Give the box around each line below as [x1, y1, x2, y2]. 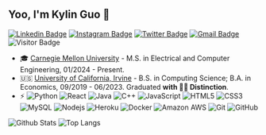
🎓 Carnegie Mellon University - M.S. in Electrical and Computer [19, 53, 230, 63]
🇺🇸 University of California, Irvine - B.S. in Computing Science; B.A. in [19, 73, 252, 83]
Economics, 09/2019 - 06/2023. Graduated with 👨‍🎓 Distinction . [19, 82, 229, 91]
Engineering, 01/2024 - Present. [19, 64, 125, 74]
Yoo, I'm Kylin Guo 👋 [8, 8, 110, 21]
